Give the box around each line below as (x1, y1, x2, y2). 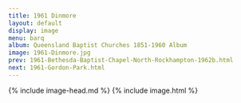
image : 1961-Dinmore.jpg (8, 49, 91, 57)
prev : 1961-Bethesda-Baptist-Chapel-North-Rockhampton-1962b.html (8, 57, 234, 65)
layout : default (8, 19, 62, 27)
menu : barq (8, 34, 45, 42)
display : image (8, 26, 59, 34)
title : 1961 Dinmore (8, 11, 77, 20)
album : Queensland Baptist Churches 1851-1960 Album (8, 42, 188, 50)
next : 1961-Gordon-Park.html (8, 64, 105, 72)
